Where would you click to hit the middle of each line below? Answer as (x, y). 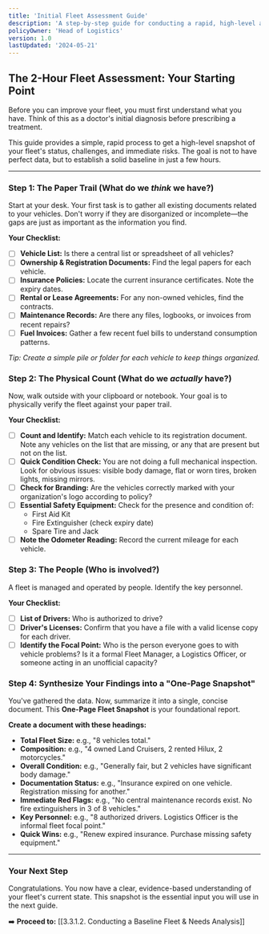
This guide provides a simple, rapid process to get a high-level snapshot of (132, 142)
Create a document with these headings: (77, 725)
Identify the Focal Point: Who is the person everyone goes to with (129, 645)
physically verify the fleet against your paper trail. (90, 404)
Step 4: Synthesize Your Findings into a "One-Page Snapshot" (132, 683)
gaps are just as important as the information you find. (98, 222)
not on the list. (44, 453)
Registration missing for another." (75, 792)
